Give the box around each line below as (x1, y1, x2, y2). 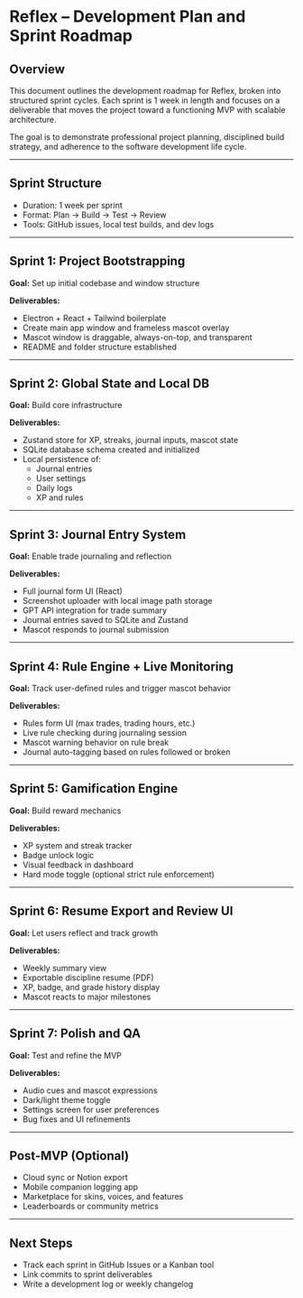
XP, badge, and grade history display (22, 981, 161, 992)
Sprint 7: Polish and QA (9, 1026, 142, 1042)
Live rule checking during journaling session (22, 728, 188, 738)
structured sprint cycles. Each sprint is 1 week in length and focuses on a (9, 95, 280, 106)
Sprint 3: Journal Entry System (9, 526, 187, 542)
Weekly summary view (22, 962, 107, 973)
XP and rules (35, 492, 84, 503)
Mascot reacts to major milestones (22, 991, 151, 1002)
